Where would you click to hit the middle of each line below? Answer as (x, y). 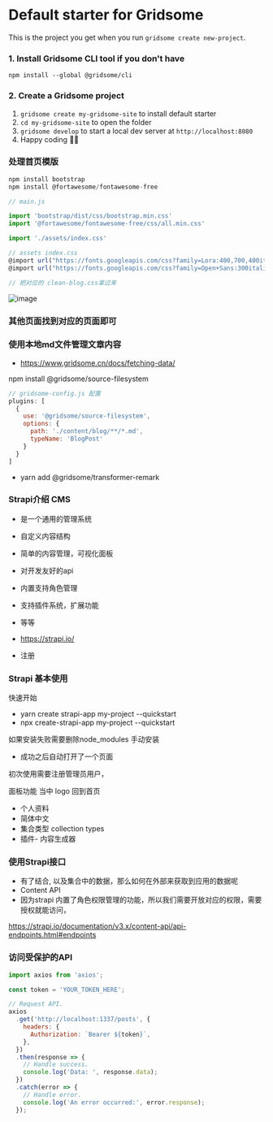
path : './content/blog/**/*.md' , (87, 431)
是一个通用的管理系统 (56, 518)
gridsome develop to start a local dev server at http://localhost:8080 (136, 131)
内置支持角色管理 (49, 587)
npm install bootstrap (47, 179)
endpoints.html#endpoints (52, 935)
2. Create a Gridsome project (66, 96)
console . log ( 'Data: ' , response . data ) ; (91, 1072)
